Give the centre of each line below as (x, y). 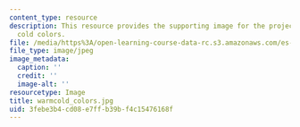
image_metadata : (39, 59)
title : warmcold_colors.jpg (62, 101)
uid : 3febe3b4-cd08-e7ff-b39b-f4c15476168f (92, 109)
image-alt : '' (43, 84)
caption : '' (40, 68)
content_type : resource (54, 17)
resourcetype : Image (48, 92)
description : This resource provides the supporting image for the (137, 26)
